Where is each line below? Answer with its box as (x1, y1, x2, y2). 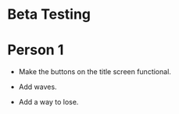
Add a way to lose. (18, 98, 79, 107)
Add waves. (18, 82, 57, 91)
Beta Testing (7, 5, 91, 23)
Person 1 (7, 41, 64, 59)
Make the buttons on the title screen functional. (18, 67, 171, 77)
